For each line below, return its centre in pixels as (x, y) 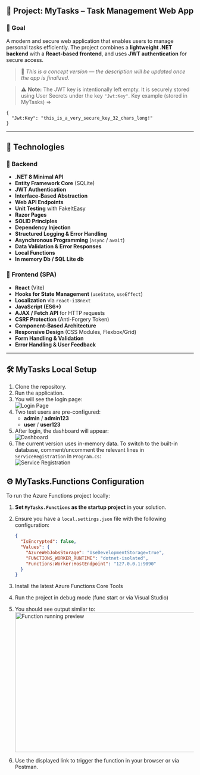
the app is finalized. (45, 77)
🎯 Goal (16, 28)
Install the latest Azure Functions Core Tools (69, 586)
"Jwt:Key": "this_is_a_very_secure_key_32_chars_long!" (82, 118)
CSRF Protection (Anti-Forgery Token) (62, 319)
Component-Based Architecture (55, 326)
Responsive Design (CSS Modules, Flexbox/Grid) (76, 332)
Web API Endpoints (39, 202)
